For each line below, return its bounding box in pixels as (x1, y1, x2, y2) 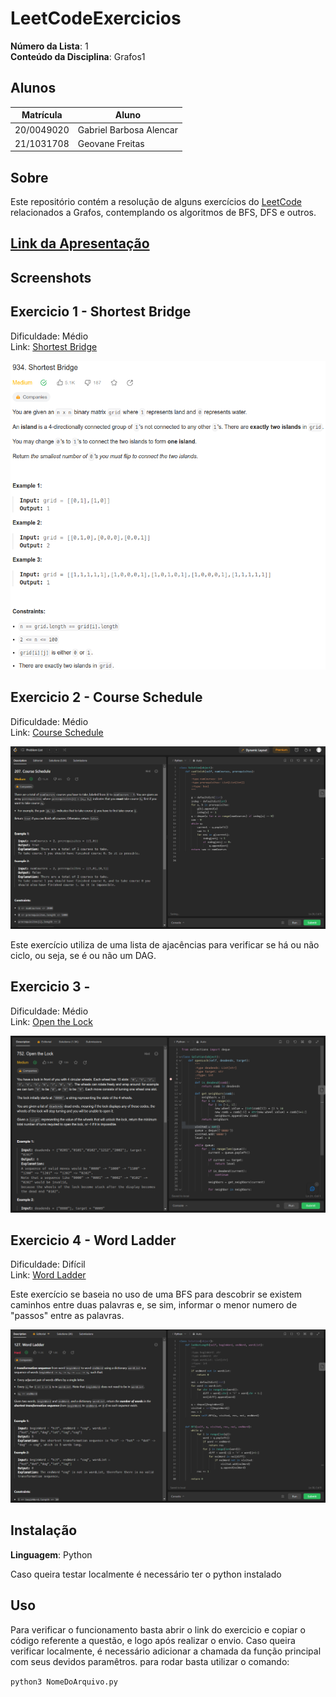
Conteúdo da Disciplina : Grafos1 (10, 50, 146, 62)
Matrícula (21, 109, 63, 121)
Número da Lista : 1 (10, 40, 89, 52)
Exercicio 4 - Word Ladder (10, 1232, 177, 1249)
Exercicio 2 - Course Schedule (10, 689, 203, 706)
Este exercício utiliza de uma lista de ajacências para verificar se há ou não (10, 938, 320, 951)
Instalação (10, 1522, 78, 1539)
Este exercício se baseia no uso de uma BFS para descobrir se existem (10, 1288, 302, 1301)
